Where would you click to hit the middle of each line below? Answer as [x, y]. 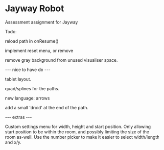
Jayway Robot [35, 9]
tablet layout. [18, 79]
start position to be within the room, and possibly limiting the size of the [77, 132]
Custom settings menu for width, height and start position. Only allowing [78, 126]
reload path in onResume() [32, 41]
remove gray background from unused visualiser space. [61, 60]
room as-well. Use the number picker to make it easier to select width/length [82, 137]
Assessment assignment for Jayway [42, 22]
